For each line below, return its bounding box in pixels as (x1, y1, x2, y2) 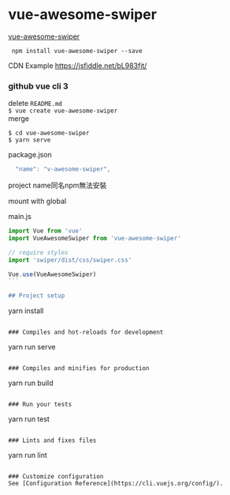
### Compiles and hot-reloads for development (8, 328, 164, 337)
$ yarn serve (8, 136, 51, 144)
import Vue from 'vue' (8, 227, 83, 235)
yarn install (8, 306, 44, 316)
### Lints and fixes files (8, 436, 97, 444)
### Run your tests (8, 401, 72, 409)
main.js (8, 212, 32, 221)
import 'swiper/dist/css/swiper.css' (8, 255, 132, 264)
